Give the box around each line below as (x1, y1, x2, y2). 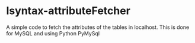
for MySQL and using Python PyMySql (6, 29, 100, 37)
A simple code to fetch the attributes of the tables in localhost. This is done (6, 24, 190, 31)
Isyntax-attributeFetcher (6, 4, 130, 18)
